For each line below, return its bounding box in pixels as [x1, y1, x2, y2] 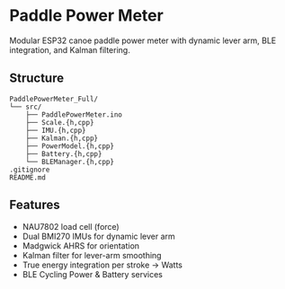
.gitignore [9, 165, 50, 174]
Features [9, 197, 60, 213]
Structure [9, 71, 65, 86]
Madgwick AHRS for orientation [22, 240, 140, 251]
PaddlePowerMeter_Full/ [9, 94, 99, 103]
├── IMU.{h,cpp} [25, 126, 87, 135]
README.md [9, 172, 47, 182]
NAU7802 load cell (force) [22, 221, 120, 232]
